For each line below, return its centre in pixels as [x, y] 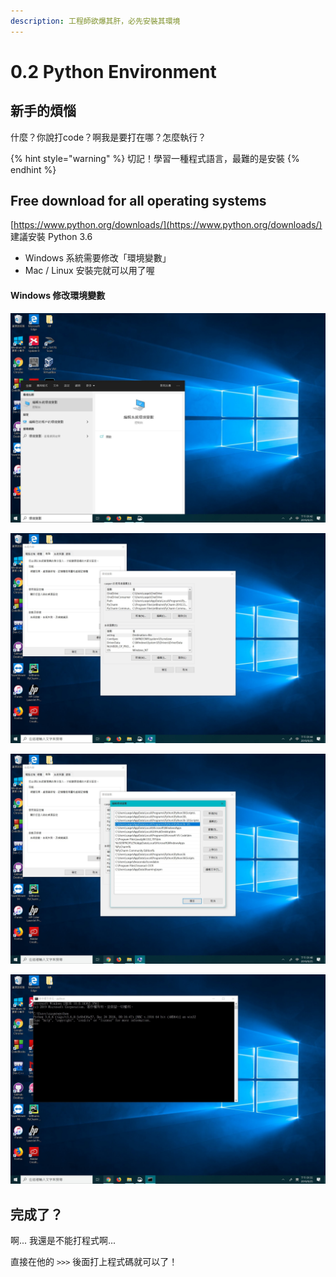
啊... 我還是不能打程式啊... [63, 1241]
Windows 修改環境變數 [58, 296]
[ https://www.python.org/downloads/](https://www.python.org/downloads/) [166, 225]
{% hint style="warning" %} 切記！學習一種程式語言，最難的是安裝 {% [155, 158]
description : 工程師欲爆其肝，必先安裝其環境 [95, 21]
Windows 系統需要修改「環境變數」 [98, 258]
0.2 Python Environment [113, 71]
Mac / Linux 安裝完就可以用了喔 [89, 271]
